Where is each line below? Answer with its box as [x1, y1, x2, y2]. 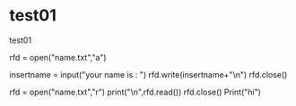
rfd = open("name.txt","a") [9, 52, 107, 62]
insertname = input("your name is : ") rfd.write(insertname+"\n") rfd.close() [9, 69, 288, 80]
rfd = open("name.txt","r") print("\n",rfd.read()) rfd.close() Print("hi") [9, 86, 262, 97]
